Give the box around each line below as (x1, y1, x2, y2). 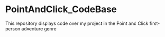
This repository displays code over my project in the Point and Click (5, 20, 149, 26)
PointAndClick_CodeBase (5, 4, 117, 15)
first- (149, 20, 160, 26)
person (5, 25, 21, 31)
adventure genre (21, 25, 57, 31)
